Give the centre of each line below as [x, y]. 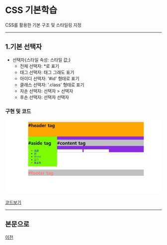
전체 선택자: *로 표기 [40, 66]
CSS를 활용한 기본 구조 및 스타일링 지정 [43, 25]
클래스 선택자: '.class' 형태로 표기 [52, 85]
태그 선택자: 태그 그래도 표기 [47, 72]
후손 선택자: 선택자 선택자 [44, 97]
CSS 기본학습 [31, 10]
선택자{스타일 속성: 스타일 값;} [42, 60]
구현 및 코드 [18, 111]
